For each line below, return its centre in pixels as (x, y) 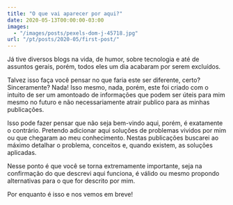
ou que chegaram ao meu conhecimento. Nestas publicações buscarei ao (113, 138)
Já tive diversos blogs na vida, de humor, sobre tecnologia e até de (103, 59)
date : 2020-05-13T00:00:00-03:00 (56, 20)
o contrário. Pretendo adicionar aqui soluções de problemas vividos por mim (117, 131)
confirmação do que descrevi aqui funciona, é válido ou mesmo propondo (113, 174)
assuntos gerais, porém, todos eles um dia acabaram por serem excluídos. (114, 67)
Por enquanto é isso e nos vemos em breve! (70, 195)
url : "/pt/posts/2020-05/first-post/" (63, 40)
